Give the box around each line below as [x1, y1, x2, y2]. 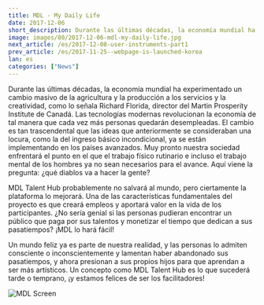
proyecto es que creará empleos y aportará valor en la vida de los [8, 200, 222, 209]
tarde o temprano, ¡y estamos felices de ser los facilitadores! [8, 273, 205, 283]
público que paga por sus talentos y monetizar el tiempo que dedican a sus [8, 216, 253, 226]
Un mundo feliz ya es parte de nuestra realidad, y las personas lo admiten [8, 240, 248, 249]
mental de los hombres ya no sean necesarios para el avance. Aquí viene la [8, 159, 254, 169]
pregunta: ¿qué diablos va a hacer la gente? [8, 167, 151, 177]
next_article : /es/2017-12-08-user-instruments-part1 [8, 41, 189, 49]
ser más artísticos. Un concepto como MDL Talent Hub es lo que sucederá [8, 265, 251, 274]
